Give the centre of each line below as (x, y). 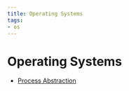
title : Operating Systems (45, 14)
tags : (15, 20)
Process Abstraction (47, 80)
